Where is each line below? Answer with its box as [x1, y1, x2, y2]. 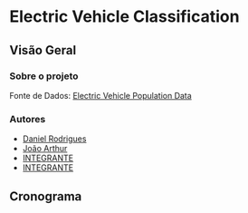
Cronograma [9, 189, 82, 204]
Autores [9, 112, 46, 125]
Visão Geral [9, 43, 77, 58]
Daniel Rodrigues [22, 133, 87, 144]
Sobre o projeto [9, 70, 79, 82]
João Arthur [22, 143, 68, 154]
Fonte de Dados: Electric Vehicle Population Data [9, 90, 192, 101]
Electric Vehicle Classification [9, 6, 240, 27]
